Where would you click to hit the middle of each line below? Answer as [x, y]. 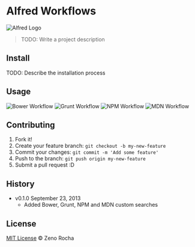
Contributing [31, 125]
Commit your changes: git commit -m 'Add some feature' [87, 152]
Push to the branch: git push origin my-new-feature [80, 159]
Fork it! [24, 139]
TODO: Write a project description [63, 39]
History [20, 184]
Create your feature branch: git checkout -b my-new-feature [90, 146]
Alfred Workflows [51, 11]
